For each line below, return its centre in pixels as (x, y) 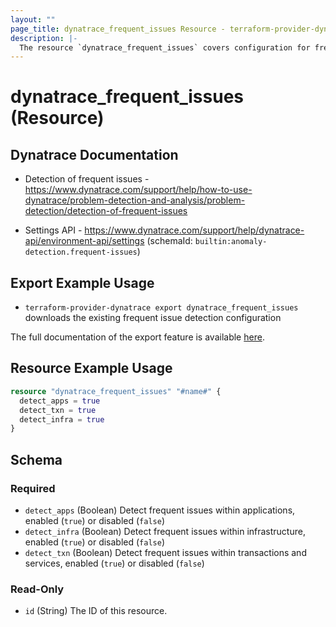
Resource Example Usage (91, 368)
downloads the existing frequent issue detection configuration (153, 318)
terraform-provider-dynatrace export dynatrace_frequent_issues (161, 308)
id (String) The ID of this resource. (96, 611)
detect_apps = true (60, 401)
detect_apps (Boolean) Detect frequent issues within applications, (160, 510)
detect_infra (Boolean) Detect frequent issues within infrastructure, (165, 531)
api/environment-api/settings (84, 241)
